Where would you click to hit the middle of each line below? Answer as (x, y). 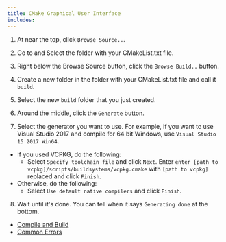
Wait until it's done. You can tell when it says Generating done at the (112, 204)
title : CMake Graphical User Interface (64, 13)
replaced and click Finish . (64, 176)
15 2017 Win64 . (38, 141)
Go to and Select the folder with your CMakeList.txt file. (95, 53)
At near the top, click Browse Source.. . (71, 39)
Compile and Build (43, 224)
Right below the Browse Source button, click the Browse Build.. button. (118, 66)
